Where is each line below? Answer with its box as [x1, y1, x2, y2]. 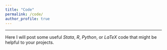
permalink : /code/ [5, 12, 43, 17]
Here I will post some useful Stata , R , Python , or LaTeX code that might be [5, 34, 157, 40]
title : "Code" [5, 7, 35, 12]
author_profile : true [5, 16, 50, 21]
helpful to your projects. [5, 40, 54, 46]
